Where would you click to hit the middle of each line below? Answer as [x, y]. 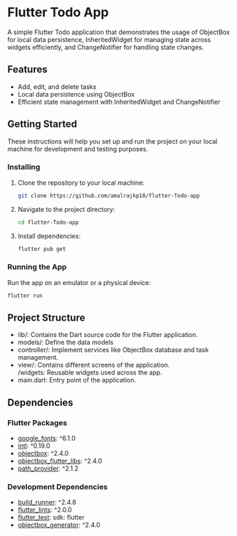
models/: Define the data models [65, 343]
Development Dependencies [58, 487]
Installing [24, 167]
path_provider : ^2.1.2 [48, 468]
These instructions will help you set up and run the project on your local [112, 141]
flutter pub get [42, 249]
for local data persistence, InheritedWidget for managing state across [109, 39]
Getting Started [42, 124]
